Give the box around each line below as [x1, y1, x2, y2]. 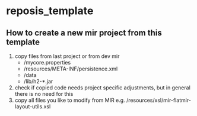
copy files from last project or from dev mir [14, 53, 120, 60]
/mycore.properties [23, 59, 71, 66]
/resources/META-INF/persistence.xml [23, 65, 118, 72]
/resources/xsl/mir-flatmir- [126, 96, 192, 104]
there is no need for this [14, 91, 74, 97]
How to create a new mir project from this [6, 28, 162, 38]
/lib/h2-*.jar [23, 78, 53, 85]
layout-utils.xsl [14, 103, 51, 110]
